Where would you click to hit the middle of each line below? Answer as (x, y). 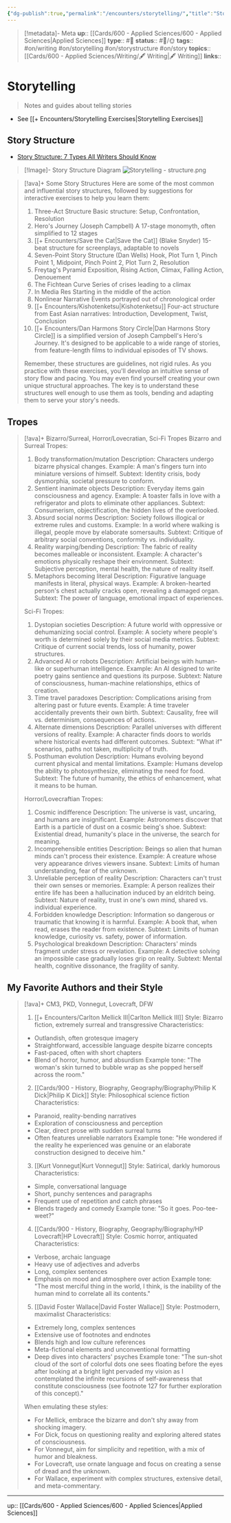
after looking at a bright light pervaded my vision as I (109, 1371)
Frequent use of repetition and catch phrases (98, 1201)
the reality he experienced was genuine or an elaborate (112, 1145)
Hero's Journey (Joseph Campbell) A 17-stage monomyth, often (125, 226)
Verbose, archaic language (73, 1257)
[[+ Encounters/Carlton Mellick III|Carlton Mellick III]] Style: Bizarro (129, 1017)
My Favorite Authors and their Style (85, 987)
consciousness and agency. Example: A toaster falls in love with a (127, 496)
